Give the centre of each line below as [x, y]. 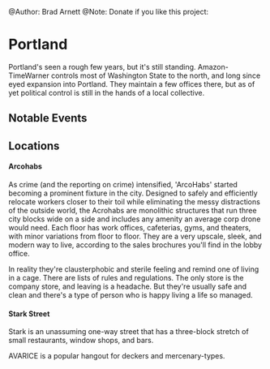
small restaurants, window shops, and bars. [81, 341]
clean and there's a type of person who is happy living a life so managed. [131, 294]
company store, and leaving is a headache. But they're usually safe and [128, 286]
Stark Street [29, 313]
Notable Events [48, 118]
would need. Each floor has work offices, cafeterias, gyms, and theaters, [130, 227]
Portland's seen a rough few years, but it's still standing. [102, 67]
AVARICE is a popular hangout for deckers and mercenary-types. [117, 356]
